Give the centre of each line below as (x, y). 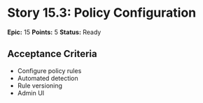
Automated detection (48, 78)
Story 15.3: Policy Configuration (102, 13)
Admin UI (31, 93)
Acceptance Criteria (52, 54)
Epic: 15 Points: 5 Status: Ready (54, 32)
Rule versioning (40, 86)
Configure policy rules (49, 70)
